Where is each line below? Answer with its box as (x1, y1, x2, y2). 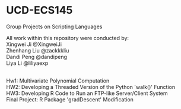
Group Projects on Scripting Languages (6, 23, 103, 30)
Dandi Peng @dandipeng (6, 53, 67, 60)
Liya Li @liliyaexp (6, 60, 49, 67)
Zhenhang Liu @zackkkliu (6, 47, 69, 54)
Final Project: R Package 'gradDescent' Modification (6, 95, 134, 103)
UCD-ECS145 (6, 4, 73, 17)
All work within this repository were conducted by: (6, 34, 129, 41)
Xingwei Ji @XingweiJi (6, 41, 62, 48)
